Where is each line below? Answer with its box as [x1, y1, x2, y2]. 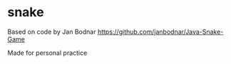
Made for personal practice [7, 49, 88, 57]
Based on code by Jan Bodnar [7, 27, 96, 36]
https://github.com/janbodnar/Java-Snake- [97, 27, 224, 36]
